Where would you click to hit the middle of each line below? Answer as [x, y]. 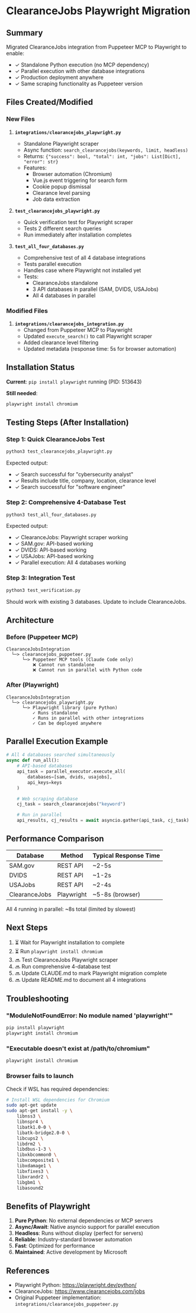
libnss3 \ [29, 1116]
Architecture [30, 620]
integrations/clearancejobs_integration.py [69, 324]
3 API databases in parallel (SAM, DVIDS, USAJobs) [95, 289]
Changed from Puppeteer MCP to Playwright [78, 329]
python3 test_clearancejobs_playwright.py [59, 451]
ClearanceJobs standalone [65, 283]
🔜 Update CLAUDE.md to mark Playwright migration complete [91, 973]
